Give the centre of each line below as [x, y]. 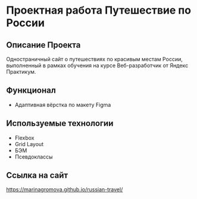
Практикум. [21, 72]
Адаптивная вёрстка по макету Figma [63, 105]
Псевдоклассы [34, 157]
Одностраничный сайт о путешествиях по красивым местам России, [94, 59]
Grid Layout [29, 144]
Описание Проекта [43, 45]
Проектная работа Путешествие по [99, 10]
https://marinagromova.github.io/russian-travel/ [65, 189]
